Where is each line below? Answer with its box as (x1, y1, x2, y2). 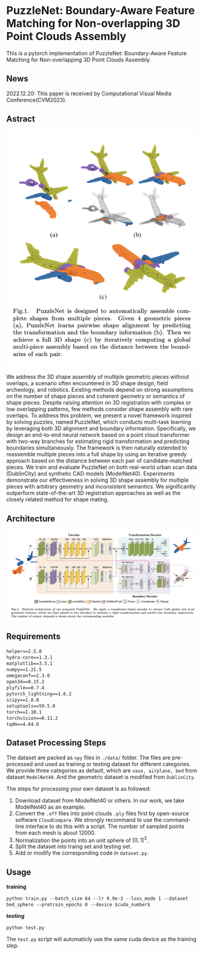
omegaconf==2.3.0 (6, 673, 50, 679)
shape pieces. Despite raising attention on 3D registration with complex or (6, 399, 191, 406)
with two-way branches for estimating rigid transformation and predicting (6, 438, 190, 445)
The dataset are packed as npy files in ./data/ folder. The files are (6, 754, 171, 761)
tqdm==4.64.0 (6, 721, 39, 727)
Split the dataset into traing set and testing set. (15, 843, 132, 851)
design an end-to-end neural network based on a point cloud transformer (6, 431, 190, 439)
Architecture (6, 513, 56, 524)
